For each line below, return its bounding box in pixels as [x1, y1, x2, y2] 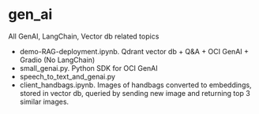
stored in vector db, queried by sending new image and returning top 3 [19, 88, 250, 97]
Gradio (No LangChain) [19, 55, 96, 64]
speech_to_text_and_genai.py [19, 72, 116, 81]
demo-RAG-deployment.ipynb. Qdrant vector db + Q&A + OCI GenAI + [19, 46, 249, 56]
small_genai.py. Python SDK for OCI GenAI [19, 63, 158, 72]
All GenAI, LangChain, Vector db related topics [8, 31, 160, 41]
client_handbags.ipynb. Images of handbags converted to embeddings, [19, 80, 252, 90]
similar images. [19, 97, 69, 106]
